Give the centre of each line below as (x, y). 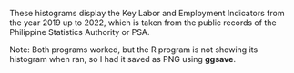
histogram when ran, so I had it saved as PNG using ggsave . (123, 59)
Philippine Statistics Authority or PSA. (80, 32)
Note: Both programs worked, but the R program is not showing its (134, 50)
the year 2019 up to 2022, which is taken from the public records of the (143, 23)
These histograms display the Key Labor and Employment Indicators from (147, 13)
